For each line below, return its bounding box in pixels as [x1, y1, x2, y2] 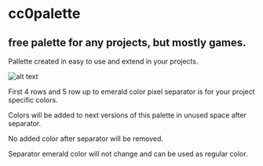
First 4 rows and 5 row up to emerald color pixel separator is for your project [8, 87, 255, 96]
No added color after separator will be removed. [8, 134, 163, 143]
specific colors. [8, 96, 58, 104]
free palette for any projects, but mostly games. [8, 36, 247, 49]
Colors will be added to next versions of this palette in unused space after [8, 110, 247, 120]
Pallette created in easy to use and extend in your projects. [8, 56, 199, 66]
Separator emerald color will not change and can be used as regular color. [8, 150, 248, 158]
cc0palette [8, 5, 81, 23]
